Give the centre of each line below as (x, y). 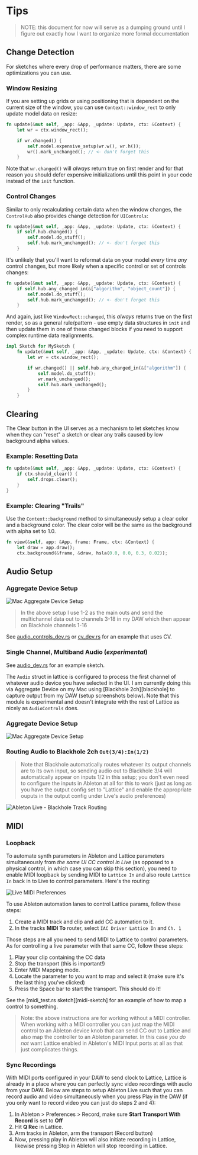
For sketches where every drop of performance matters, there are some (94, 66)
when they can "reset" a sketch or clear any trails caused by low (85, 435)
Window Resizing (32, 88)
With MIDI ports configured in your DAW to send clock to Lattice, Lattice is (97, 1078)
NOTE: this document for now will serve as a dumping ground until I (103, 27)
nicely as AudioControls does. (42, 708)
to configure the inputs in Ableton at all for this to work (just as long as (106, 784)
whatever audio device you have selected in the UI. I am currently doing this (98, 683)
